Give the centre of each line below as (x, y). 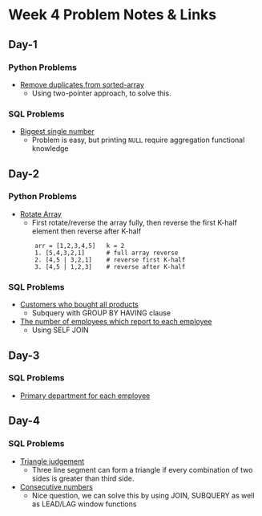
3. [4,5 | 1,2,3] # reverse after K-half (110, 266)
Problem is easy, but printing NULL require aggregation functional (138, 140)
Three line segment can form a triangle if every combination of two (142, 469)
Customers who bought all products (79, 305)
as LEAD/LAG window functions (84, 504)
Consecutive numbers (56, 486)
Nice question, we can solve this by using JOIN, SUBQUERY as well (143, 495)
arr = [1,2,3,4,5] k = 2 (80, 246)
